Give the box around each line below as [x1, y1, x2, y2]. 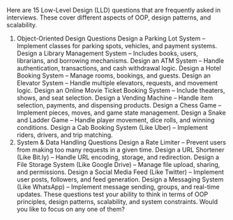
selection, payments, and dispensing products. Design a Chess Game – [16, 101, 222, 109]
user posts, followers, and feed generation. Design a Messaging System [16, 175, 224, 184]
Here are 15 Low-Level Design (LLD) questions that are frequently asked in [6, 6, 221, 14]
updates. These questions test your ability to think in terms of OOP [16, 190, 209, 198]
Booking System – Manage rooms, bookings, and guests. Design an [16, 71, 211, 80]
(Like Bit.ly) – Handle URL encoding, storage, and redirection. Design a [16, 153, 220, 161]
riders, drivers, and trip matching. [16, 131, 113, 139]
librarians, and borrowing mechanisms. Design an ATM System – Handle [16, 57, 225, 65]
